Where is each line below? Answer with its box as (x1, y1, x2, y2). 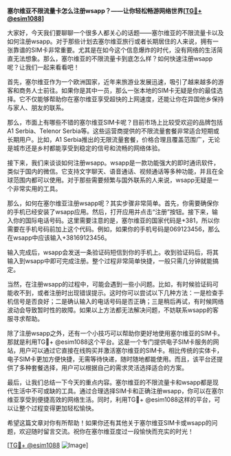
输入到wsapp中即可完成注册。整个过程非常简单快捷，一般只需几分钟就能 (7, 257, 213, 265)
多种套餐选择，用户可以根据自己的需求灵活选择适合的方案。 (19, 364, 188, 371)
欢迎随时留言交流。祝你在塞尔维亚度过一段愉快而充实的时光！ (19, 427, 194, 435)
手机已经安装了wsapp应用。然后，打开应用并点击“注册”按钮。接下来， (12, 208, 212, 216)
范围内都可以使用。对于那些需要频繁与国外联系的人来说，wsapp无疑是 (12, 176, 213, 184)
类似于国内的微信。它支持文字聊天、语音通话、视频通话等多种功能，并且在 (7, 167, 218, 175)
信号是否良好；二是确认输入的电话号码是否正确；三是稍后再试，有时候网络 (12, 298, 224, 305)
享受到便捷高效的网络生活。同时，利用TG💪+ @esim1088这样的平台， (19, 395, 214, 404)
